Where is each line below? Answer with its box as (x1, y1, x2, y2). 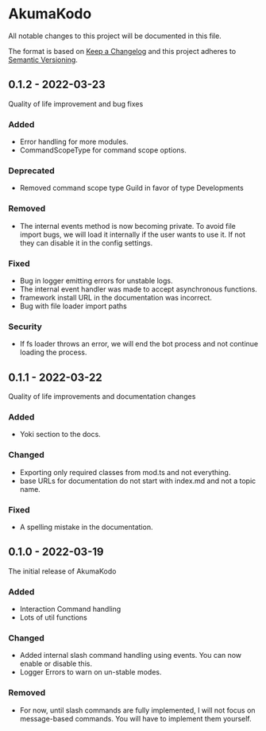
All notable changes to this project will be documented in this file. (8, 31, 222, 41)
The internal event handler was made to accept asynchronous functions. (19, 284, 258, 294)
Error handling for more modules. (19, 137, 129, 147)
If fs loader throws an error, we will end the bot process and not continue (19, 339, 259, 349)
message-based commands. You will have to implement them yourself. (19, 714, 252, 723)
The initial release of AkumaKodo (8, 566, 117, 576)
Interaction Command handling (19, 605, 121, 614)
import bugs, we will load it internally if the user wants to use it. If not (19, 230, 246, 239)
